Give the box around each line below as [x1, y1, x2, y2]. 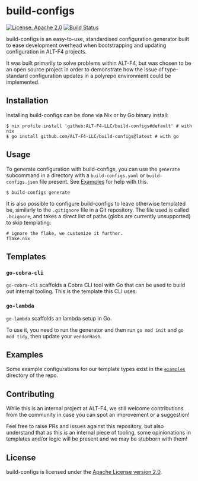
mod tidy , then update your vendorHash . [6, 332, 102, 339]
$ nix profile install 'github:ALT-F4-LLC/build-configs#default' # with [6, 123, 193, 129]
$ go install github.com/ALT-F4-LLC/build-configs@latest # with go [6, 133, 179, 139]
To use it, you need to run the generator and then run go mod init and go [6, 326, 184, 334]
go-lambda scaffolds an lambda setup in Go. [6, 315, 112, 322]
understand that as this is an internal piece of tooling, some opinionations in [6, 429, 191, 436]
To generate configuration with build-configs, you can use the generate [6, 165, 180, 172]
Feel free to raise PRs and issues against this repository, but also [6, 423, 164, 430]
